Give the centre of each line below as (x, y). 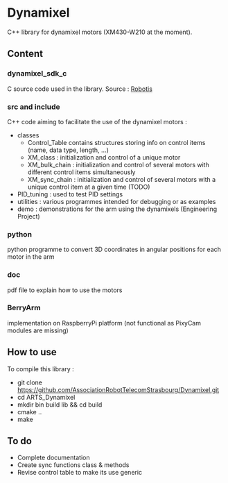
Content (25, 54)
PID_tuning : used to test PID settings (70, 194)
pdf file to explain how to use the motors (65, 290)
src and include (34, 107)
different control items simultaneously (81, 172)
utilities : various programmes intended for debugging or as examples (116, 201)
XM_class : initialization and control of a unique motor (104, 157)
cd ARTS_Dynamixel (46, 397)
